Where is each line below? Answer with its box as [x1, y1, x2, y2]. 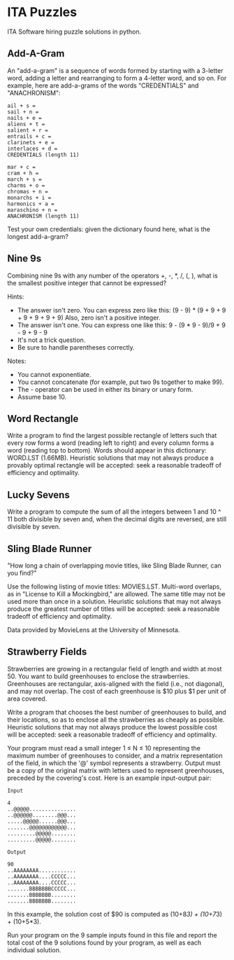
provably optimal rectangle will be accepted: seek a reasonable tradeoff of [7, 461, 222, 469]
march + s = [7, 176, 42, 183]
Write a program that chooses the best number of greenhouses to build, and [7, 708, 227, 716]
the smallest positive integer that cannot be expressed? [7, 278, 167, 287]
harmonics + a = [7, 200, 54, 207]
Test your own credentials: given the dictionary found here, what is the [7, 225, 211, 233]
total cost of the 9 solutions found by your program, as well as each [7, 938, 202, 947]
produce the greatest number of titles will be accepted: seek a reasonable [7, 605, 220, 613]
